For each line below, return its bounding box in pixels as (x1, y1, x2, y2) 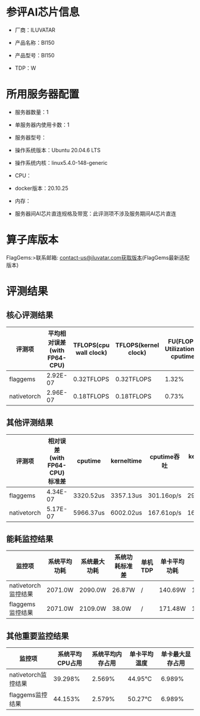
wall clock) (75, 348, 107, 357)
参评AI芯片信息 (6, 5, 80, 19)
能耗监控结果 (6, 534, 54, 544)
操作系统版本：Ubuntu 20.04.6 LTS (14, 146, 101, 153)
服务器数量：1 (14, 108, 49, 115)
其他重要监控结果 (6, 631, 69, 641)
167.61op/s (148, 508, 182, 517)
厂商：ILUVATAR (14, 26, 55, 33)
